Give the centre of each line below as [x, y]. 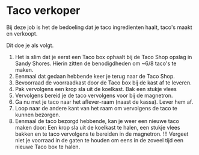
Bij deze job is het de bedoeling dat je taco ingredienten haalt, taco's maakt [99, 27]
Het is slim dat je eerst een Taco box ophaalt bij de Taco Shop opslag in [103, 57]
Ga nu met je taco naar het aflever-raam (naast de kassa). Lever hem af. [104, 102]
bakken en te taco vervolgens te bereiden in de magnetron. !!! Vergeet [102, 134]
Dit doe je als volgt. [30, 45]
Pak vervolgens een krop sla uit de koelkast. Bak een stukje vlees [96, 89]
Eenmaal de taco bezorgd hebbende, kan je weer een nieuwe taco [97, 121]
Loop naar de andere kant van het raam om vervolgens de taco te [96, 108]
